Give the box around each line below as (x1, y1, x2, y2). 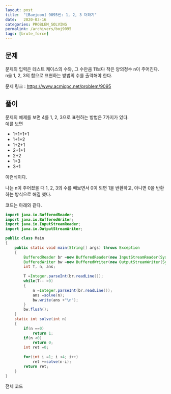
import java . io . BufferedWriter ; (5, 217, 74, 222)
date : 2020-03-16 (5, 17, 47, 22)
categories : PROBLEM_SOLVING (5, 21, 67, 27)
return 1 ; (32, 331, 53, 336)
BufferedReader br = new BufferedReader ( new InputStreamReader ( (23, 254, 160, 260)
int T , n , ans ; (23, 264, 56, 269)
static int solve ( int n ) (14, 316, 67, 321)
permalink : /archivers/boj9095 (5, 27, 72, 32)
